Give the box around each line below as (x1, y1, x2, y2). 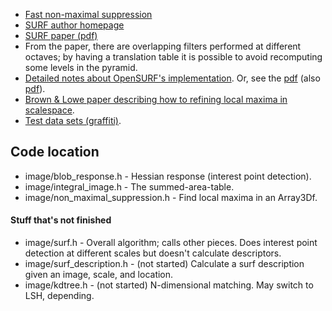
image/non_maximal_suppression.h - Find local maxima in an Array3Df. (24, 191, 318, 203)
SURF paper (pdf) (24, 30, 98, 41)
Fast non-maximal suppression (24, 9, 153, 20)
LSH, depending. (24, 290, 95, 302)
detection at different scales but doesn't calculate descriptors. (24, 247, 282, 259)
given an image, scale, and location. (24, 269, 174, 281)
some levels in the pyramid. (24, 62, 138, 73)
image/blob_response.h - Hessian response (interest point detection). (24, 170, 312, 182)
